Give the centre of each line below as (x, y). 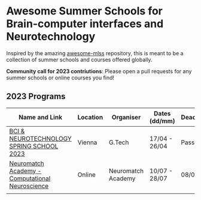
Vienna (87, 142)
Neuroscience (29, 186)
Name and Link (41, 117)
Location (90, 117)
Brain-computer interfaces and (85, 24)
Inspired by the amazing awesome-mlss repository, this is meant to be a (95, 53)
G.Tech (119, 142)
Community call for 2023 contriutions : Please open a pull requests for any (99, 71)
